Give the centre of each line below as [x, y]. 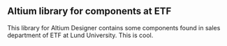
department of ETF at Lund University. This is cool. [80, 35]
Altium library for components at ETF [89, 11]
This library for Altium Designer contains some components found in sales [114, 27]
